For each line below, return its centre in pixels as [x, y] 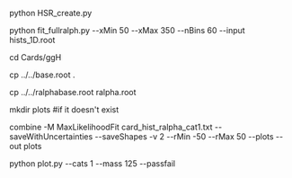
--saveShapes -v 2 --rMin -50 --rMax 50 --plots [184, 137]
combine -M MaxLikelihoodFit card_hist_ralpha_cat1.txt [111, 127]
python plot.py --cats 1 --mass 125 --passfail [93, 164]
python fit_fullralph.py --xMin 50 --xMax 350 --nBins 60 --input [127, 30]
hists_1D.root [32, 40]
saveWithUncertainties [51, 137]
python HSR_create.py [51, 13]
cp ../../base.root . [42, 75]
